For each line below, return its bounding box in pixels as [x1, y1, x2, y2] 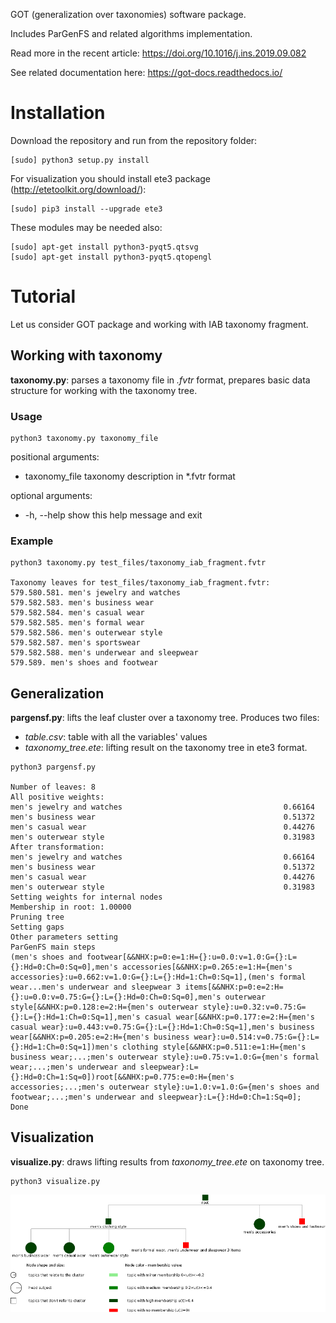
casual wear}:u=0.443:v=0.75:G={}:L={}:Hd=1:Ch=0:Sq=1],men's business [10, 1022, 315, 1033]
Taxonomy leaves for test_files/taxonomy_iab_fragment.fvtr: [10, 578, 271, 588]
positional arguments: [10, 450, 100, 463]
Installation [10, 102, 106, 124]
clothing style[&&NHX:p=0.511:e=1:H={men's [121, 1042, 307, 1053]
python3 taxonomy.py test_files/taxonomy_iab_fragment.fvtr [10, 558, 267, 568]
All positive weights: [10, 792, 105, 803]
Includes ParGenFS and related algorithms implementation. [10, 28, 253, 39]
